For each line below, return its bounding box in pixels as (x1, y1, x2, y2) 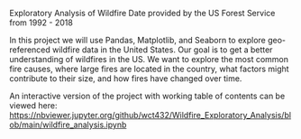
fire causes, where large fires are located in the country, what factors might (9, 63, 290, 74)
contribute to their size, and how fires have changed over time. (9, 73, 242, 84)
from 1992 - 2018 (9, 17, 74, 28)
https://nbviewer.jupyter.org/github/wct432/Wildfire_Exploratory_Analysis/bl (9, 110, 291, 120)
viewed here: (9, 100, 58, 111)
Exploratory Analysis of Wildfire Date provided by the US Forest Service (9, 8, 276, 18)
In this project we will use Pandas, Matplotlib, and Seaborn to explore (9, 35, 266, 45)
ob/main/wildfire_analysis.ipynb (9, 119, 127, 130)
